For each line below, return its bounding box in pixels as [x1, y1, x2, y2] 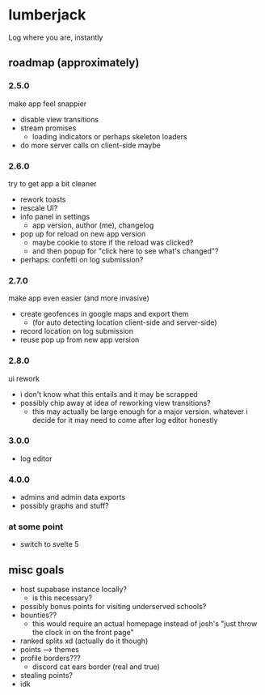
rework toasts [19, 194, 66, 204]
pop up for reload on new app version [19, 228, 146, 238]
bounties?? [19, 610, 57, 620]
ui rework [8, 373, 40, 383]
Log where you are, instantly [8, 32, 103, 42]
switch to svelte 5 [19, 539, 79, 549]
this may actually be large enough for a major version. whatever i [32, 407, 248, 416]
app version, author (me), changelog [32, 220, 154, 230]
